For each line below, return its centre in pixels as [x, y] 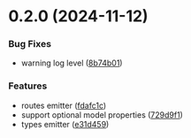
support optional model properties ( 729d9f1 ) [102, 115]
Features [28, 86]
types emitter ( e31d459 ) [65, 124]
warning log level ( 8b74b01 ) [72, 63]
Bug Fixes [30, 44]
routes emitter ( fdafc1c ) [64, 105]
